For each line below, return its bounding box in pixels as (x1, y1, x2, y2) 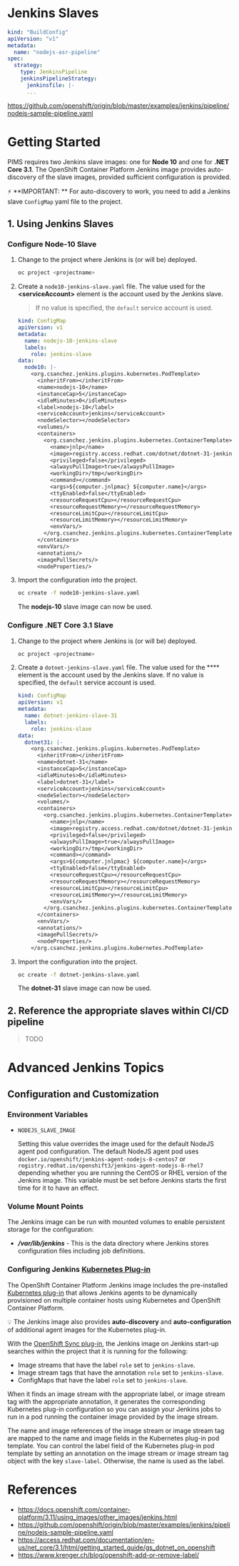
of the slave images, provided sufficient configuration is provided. (38, 173, 232, 181)
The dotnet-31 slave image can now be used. (17, 984, 152, 993)
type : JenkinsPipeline (20, 69, 88, 76)
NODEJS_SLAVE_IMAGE (17, 1127, 76, 1134)
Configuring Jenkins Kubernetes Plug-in (7, 1265, 151, 1275)
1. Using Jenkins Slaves (7, 218, 114, 230)
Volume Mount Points (7, 1201, 84, 1211)
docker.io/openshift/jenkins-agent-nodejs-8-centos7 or (17, 1155, 186, 1163)
